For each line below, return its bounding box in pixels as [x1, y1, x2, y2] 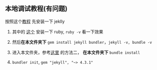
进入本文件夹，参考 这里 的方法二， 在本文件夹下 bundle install [12, 49, 140, 55]
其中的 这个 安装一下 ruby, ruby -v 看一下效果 [12, 29, 104, 35]
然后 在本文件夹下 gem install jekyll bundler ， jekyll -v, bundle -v [12, 39, 152, 45]
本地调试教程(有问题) [5, 4, 68, 13]
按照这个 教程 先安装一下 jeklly [5, 18, 65, 24]
